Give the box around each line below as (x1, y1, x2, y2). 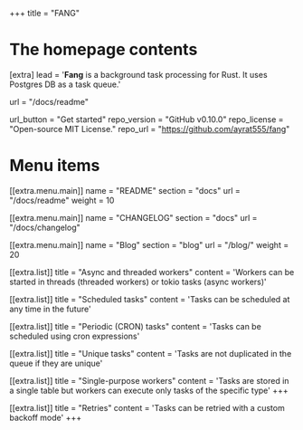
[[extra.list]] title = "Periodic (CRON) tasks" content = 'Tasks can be (9, 320, 262, 331)
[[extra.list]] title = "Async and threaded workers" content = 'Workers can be (9, 266, 295, 277)
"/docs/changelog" (9, 222, 81, 233)
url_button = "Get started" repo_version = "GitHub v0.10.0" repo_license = (9, 113, 284, 125)
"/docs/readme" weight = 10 (9, 195, 115, 205)
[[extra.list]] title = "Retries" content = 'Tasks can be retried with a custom (9, 402, 285, 413)
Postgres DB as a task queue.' (9, 79, 121, 90)
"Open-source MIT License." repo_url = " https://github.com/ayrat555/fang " (9, 123, 290, 134)
